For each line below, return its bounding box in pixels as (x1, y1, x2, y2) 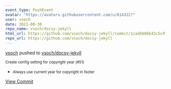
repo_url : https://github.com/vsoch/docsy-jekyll (5, 36, 113, 41)
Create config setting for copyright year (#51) (5, 60, 84, 65)
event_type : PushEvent (5, 7, 53, 13)
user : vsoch (5, 17, 31, 22)
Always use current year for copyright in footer (12, 69, 95, 74)
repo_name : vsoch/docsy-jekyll (5, 26, 72, 32)
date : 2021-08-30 (5, 21, 42, 27)
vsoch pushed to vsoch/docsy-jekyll (5, 49, 81, 56)
